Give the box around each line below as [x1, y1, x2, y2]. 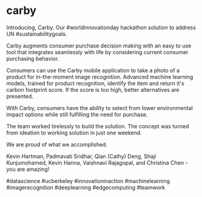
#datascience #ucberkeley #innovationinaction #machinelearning [6, 177, 170, 184]
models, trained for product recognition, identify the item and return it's [6, 80, 184, 87]
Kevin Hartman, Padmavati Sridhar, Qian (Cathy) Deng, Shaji [6, 153, 157, 160]
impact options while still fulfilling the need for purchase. [6, 111, 148, 118]
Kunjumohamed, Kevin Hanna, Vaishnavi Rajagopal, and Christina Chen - [6, 159, 188, 166]
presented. [6, 92, 33, 100]
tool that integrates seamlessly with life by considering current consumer [6, 48, 189, 55]
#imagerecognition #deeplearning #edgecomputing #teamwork [6, 184, 166, 191]
